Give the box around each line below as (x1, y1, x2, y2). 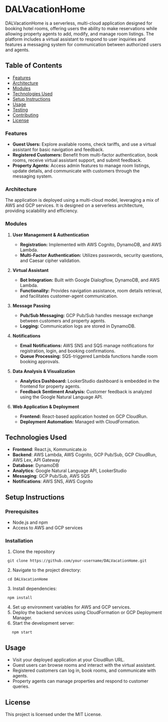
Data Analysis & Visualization (12, 368, 75, 374)
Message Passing (12, 303, 51, 309)
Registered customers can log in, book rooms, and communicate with (12, 667, 156, 673)
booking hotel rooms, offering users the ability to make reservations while (5, 25, 157, 31)
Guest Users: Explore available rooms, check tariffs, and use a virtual (12, 141, 156, 148)
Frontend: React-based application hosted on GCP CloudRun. (20, 413, 148, 419)
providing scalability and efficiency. (5, 208, 79, 214)
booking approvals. (20, 358, 60, 364)
